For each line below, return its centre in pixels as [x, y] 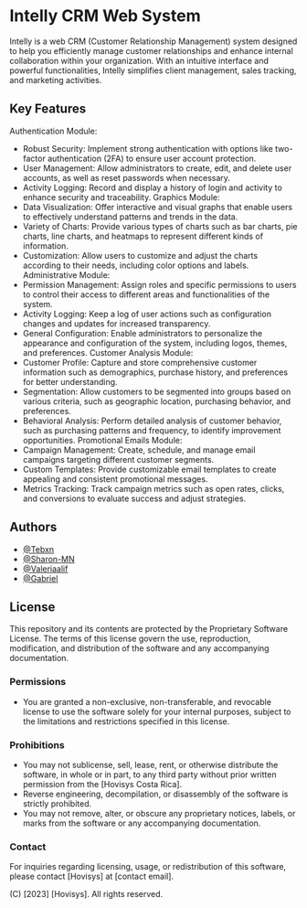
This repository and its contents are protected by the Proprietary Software [149, 629]
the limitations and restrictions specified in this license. [126, 721]
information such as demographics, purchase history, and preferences [155, 372]
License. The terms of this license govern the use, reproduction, [130, 639]
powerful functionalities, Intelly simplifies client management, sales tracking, [153, 70]
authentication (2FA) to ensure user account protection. [152, 158]
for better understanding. [70, 381]
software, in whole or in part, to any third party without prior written [149, 774]
